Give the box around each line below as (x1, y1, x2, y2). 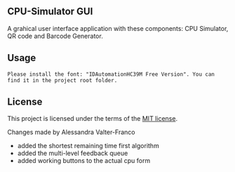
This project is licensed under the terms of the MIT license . (7, 114, 177, 123)
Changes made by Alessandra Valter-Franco (7, 128, 135, 136)
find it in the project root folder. (7, 77, 118, 84)
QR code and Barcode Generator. (7, 32, 103, 40)
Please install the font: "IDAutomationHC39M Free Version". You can (7, 70, 215, 78)
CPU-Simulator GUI (7, 6, 93, 18)
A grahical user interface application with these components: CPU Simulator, (7, 24, 229, 32)
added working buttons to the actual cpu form (17, 157, 151, 165)
